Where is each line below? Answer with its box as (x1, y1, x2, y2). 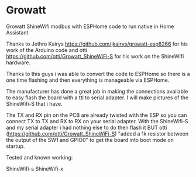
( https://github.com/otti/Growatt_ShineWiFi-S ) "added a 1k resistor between (6, 130, 189, 137)
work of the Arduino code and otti (6, 46, 88, 53)
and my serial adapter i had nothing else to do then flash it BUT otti (6, 124, 167, 131)
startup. (6, 143, 25, 150)
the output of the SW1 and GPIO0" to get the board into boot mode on (6, 136, 174, 143)
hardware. (6, 59, 31, 66)
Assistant (6, 29, 29, 36)
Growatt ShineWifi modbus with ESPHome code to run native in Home (6, 23, 174, 30)
